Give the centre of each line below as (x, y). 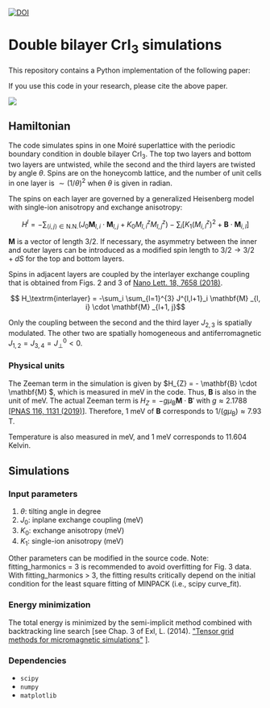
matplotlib (38, 696)
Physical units (37, 366)
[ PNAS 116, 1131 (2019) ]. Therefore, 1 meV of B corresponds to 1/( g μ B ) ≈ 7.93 (135, 412)
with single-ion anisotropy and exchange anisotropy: (96, 207)
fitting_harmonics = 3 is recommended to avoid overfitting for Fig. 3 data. (130, 567)
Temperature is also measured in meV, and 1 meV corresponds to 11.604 (128, 437)
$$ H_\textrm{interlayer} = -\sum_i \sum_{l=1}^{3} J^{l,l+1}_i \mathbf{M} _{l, (135, 299)
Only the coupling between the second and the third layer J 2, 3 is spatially (130, 324)
